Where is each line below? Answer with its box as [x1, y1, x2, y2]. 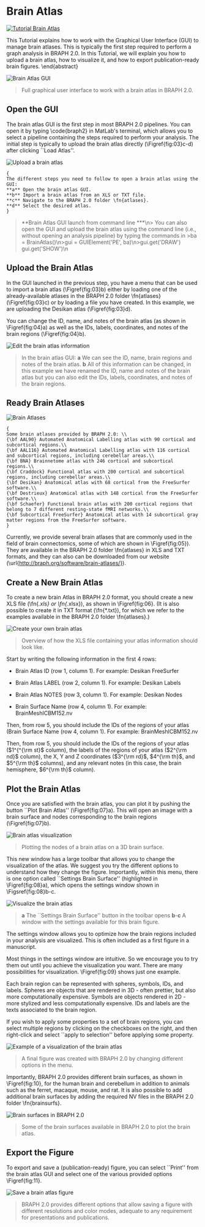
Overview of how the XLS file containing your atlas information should [21, 637, 198, 644]
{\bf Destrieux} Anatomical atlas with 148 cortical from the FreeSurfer [6, 490, 199, 497]
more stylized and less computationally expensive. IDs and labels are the [6, 1000, 190, 1007]
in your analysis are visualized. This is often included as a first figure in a [6, 937, 190, 944]
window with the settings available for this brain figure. [21, 918, 160, 925]
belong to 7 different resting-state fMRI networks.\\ [6, 507, 149, 513]
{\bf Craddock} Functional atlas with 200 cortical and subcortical [6, 469, 185, 475]
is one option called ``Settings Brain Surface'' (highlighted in [6, 875, 158, 882]
